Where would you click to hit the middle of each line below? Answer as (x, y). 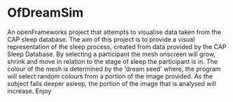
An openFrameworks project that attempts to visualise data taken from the (114, 32)
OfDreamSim (45, 13)
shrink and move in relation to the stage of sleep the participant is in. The (113, 61)
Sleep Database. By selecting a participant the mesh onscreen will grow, (111, 54)
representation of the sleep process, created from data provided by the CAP (117, 46)
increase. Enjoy (29, 91)
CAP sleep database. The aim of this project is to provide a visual (101, 39)
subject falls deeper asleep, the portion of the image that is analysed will (112, 83)
